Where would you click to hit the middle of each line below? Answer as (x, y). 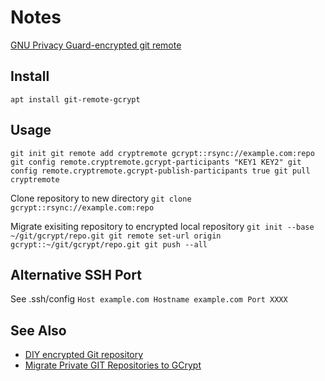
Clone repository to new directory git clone (101, 198)
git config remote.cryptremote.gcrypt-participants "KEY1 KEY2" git (156, 162)
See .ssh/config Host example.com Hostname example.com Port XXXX (149, 299)
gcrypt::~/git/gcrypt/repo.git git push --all (109, 244)
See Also (38, 330)
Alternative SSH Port (76, 274)
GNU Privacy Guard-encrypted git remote (96, 45)
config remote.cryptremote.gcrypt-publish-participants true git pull (160, 171)
